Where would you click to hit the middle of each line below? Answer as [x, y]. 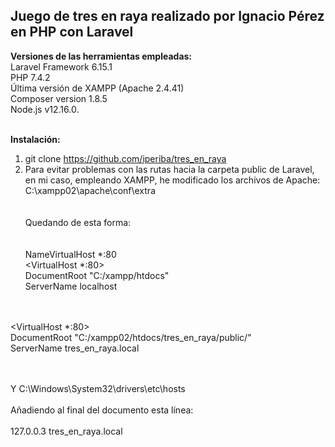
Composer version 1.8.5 [59, 98]
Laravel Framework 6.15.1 [61, 66]
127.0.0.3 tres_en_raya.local [66, 431]
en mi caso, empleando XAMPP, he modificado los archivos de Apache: [172, 180]
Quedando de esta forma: [78, 222]
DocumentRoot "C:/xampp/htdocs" [97, 275]
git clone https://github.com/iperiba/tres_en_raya [125, 158]
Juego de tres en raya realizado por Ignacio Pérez [167, 16]
